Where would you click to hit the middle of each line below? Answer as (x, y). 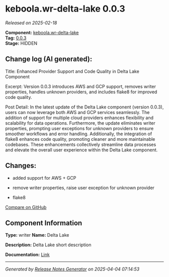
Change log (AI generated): (49, 59)
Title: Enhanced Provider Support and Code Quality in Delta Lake (72, 71)
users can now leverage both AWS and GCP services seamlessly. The (77, 112)
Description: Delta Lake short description (48, 245)
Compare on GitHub (26, 207)
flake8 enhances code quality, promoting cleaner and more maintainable (80, 139)
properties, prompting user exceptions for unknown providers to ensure (79, 128)
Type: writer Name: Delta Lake (37, 235)
